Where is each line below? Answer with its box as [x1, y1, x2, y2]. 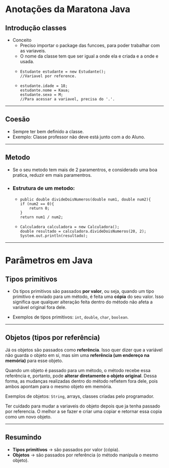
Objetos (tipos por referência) [5, 333, 101, 342]
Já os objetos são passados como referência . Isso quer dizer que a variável [5, 347, 163, 353]
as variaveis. [20, 48, 46, 54]
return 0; [29, 205, 50, 211]
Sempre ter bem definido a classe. [12, 128, 84, 134]
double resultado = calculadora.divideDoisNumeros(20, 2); [20, 229, 147, 234]
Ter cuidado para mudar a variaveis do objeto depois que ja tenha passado [5, 403, 160, 409]
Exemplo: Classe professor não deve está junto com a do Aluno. [12, 134, 145, 140]
